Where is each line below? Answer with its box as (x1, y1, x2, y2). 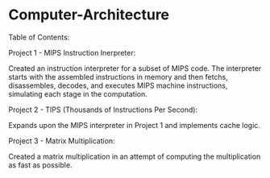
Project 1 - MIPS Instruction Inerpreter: (8, 48, 136, 57)
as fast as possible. (8, 159, 73, 170)
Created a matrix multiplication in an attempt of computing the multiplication (8, 151, 261, 161)
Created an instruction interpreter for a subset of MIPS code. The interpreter (8, 63, 262, 73)
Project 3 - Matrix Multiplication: (8, 135, 115, 146)
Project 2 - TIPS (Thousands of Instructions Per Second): (8, 105, 198, 114)
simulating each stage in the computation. (8, 89, 147, 98)
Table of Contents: (8, 32, 70, 42)
